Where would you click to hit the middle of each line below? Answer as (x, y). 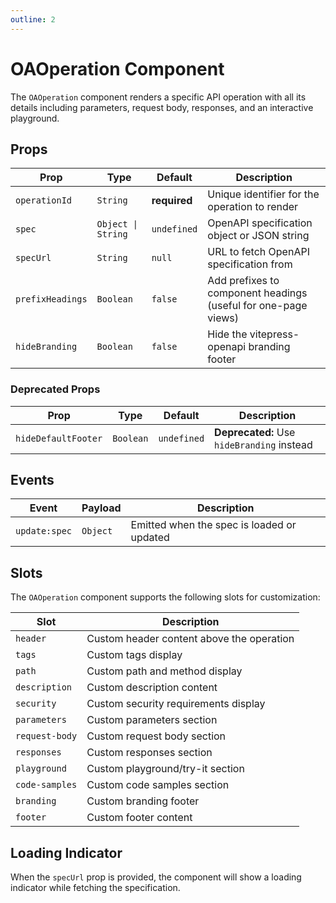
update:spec (44, 531)
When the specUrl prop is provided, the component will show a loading (156, 877)
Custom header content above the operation (190, 639)
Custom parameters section (152, 720)
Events (32, 480)
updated (150, 538)
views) (223, 318)
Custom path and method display (164, 671)
